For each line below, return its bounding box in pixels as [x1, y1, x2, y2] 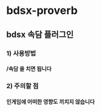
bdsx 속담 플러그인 [6, 29, 74, 39]
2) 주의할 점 [6, 82, 39, 90]
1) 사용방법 [6, 49, 37, 58]
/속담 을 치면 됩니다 [6, 65, 52, 73]
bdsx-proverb [6, 4, 78, 18]
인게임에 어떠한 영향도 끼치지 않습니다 [6, 98, 96, 105]
